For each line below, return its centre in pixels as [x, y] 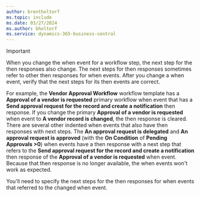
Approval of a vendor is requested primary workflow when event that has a [99, 100]
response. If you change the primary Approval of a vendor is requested [95, 113]
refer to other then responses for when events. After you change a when [95, 75]
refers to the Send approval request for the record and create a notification [100, 151]
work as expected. [29, 170]
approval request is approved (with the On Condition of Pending [87, 138]
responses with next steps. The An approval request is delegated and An [97, 132]
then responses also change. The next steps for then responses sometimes [99, 69]
